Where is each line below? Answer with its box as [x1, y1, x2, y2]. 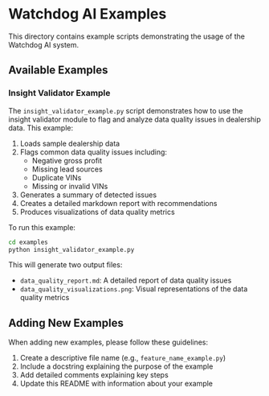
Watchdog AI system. [8, 39, 79, 49]
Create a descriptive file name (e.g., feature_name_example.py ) [19, 353, 226, 363]
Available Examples [8, 64, 108, 77]
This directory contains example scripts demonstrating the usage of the [8, 31, 245, 41]
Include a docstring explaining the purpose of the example [19, 361, 214, 371]
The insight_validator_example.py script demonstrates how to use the [8, 105, 243, 115]
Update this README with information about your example [19, 379, 214, 389]
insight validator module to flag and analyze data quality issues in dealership [8, 114, 261, 124]
